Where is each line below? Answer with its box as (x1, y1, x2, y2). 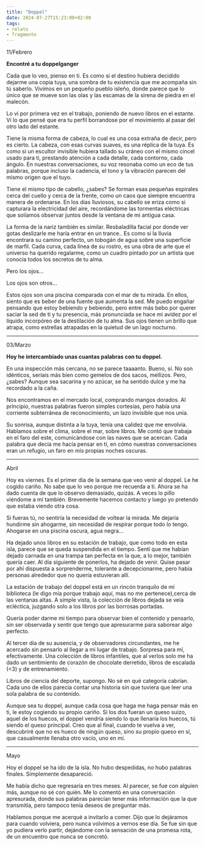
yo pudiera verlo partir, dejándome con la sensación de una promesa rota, (6, 826, 192, 834)
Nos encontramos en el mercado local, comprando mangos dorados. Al (6, 396, 186, 404)
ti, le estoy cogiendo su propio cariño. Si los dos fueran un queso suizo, (6, 709, 187, 716)
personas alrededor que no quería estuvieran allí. (6, 572, 130, 579)
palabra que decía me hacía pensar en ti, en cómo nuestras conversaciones (6, 440, 197, 448)
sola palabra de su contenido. (6, 690, 81, 698)
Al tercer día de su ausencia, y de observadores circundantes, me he (6, 640, 180, 647)
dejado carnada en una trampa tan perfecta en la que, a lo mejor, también (6, 552, 192, 560)
